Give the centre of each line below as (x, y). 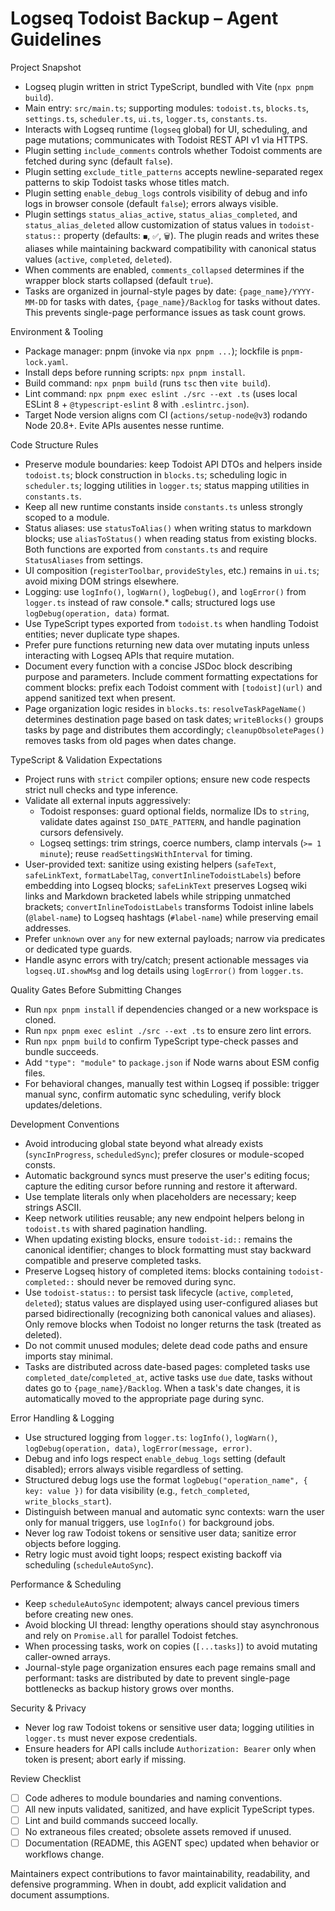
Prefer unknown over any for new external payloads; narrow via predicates (175, 938)
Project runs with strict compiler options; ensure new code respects (167, 779)
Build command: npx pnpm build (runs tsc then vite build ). (147, 383)
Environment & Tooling (56, 331)
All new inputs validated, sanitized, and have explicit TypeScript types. (169, 1809)
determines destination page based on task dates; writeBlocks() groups (174, 719)
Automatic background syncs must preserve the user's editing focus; (167, 1175)
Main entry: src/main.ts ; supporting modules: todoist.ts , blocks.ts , (167, 108)
